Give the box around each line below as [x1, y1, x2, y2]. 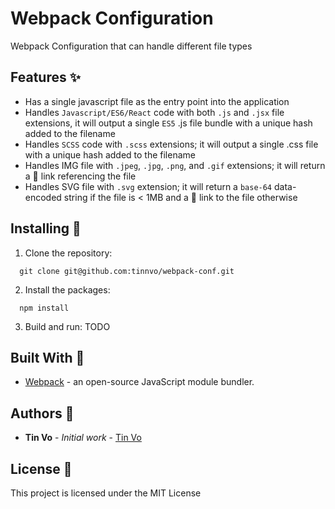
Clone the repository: [24, 247, 113, 259]
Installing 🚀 [10, 220, 82, 237]
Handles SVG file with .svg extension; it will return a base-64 [24, 180, 273, 192]
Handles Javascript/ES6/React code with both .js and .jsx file [24, 106, 285, 118]
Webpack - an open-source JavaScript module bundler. [24, 376, 255, 388]
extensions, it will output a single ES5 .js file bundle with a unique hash [24, 117, 313, 129]
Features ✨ [10, 69, 81, 86]
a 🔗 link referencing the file [24, 170, 137, 182]
